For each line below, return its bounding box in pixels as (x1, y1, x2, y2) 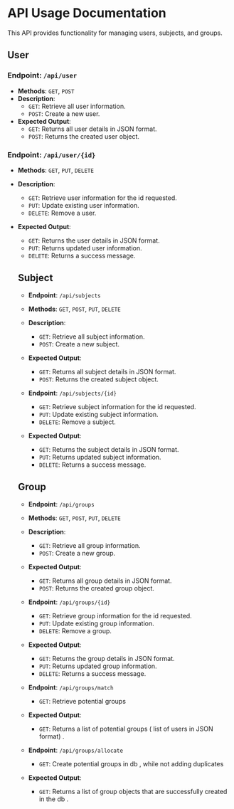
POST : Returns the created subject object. (38, 375, 159, 384)
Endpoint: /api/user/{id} (7, 149, 96, 159)
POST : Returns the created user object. (28, 132, 140, 140)
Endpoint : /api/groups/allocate (28, 746, 123, 754)
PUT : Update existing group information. (38, 619, 154, 628)
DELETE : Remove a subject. (38, 418, 116, 426)
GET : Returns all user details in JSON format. (28, 125, 158, 133)
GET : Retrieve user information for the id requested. (28, 194, 178, 202)
